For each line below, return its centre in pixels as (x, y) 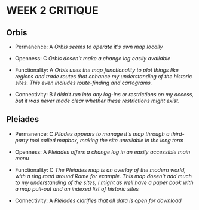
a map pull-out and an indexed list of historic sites (77, 188)
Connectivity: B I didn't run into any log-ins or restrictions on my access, (104, 94)
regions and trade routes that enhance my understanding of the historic (103, 76)
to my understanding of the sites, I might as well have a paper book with (104, 182)
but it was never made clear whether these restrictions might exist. (97, 101)
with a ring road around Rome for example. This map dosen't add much (103, 176)
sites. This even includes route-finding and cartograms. (83, 83)
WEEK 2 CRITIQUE (52, 10)
